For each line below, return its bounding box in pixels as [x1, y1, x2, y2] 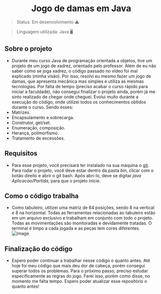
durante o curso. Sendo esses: [11, 104, 73, 110]
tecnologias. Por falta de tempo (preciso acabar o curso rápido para [11, 83, 148, 89]
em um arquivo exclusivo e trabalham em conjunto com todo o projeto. [11, 215, 154, 221]
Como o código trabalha [4, 192, 79, 200]
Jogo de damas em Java [31, 3, 131, 14]
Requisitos [4, 149, 37, 158]
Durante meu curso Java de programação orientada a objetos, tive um [11, 57, 153, 63]
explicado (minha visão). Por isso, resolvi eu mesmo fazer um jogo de [11, 73, 151, 79]
